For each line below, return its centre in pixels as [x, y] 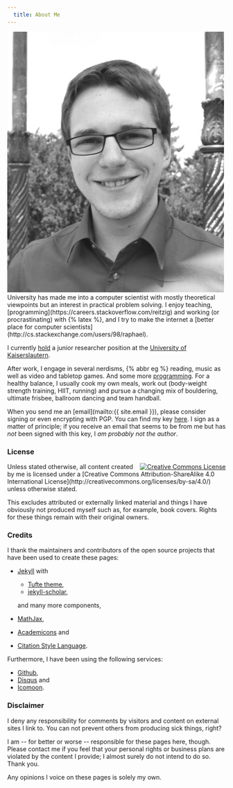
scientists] [78, 327]
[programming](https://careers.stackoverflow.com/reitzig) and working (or [113, 312]
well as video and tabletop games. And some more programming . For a [109, 376]
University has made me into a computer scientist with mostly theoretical [111, 297]
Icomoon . [31, 687]
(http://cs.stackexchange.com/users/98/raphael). [78, 334]
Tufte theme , [46, 584]
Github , [28, 673]
